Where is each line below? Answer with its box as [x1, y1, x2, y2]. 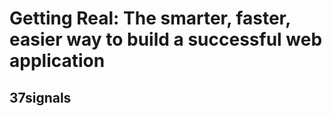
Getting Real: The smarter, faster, [9, 7, 291, 30]
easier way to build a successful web [9, 28, 323, 51]
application [9, 50, 106, 72]
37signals [9, 89, 72, 106]
